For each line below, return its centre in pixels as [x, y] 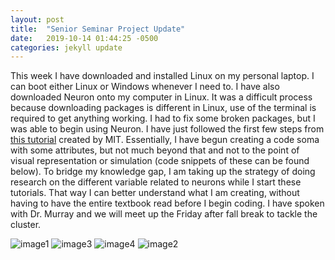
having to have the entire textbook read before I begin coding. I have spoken [167, 203]
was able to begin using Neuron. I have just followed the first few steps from [167, 129]
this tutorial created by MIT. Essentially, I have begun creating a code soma [165, 140]
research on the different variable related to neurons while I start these [156, 182]
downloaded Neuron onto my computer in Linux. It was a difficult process [161, 97]
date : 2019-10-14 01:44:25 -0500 [84, 38]
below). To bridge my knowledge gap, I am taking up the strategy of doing [163, 172]
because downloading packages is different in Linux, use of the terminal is [163, 108]
